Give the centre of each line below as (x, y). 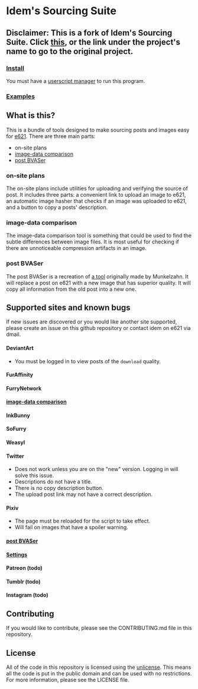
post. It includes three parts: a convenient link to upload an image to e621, (96, 194)
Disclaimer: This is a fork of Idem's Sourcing (89, 33)
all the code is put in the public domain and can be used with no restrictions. (99, 674)
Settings (17, 555)
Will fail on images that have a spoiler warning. (71, 527)
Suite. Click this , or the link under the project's (93, 42)
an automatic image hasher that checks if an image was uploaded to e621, (97, 201)
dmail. (14, 334)
